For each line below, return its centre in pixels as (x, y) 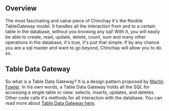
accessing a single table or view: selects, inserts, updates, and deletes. (80, 92)
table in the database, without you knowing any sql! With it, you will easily (83, 31)
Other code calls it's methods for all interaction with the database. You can (84, 98)
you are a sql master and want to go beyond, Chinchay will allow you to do (83, 47)
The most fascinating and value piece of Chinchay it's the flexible (74, 20)
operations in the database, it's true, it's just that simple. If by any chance (82, 42)
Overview (21, 8)
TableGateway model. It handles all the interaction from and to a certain (80, 26)
